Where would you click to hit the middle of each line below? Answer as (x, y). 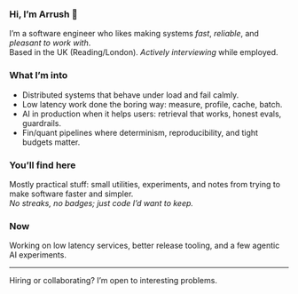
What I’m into (39, 75)
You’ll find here (43, 165)
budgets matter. (51, 142)
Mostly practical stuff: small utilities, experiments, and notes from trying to (145, 184)
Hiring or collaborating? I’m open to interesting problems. (113, 281)
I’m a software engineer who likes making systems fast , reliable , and (134, 34)
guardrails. (42, 123)
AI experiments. (38, 255)
